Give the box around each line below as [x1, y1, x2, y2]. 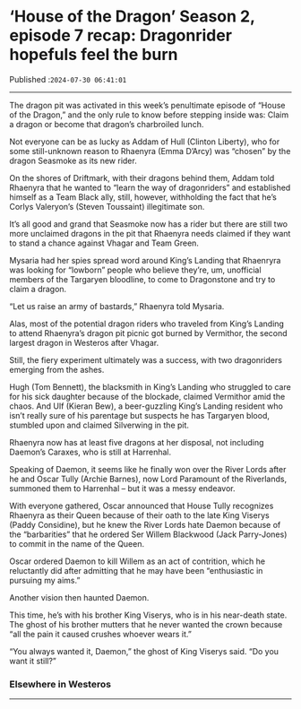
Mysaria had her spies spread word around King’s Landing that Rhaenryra [9, 255, 281, 265]
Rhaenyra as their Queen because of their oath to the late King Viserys [9, 509, 271, 521]
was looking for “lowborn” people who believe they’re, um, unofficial [9, 264, 262, 275]
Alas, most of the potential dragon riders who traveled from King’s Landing [9, 318, 285, 329]
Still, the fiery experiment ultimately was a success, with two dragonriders [9, 354, 282, 365]
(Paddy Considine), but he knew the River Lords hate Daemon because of [9, 519, 281, 530]
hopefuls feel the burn [9, 45, 178, 65]
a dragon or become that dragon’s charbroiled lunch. [9, 118, 204, 129]
